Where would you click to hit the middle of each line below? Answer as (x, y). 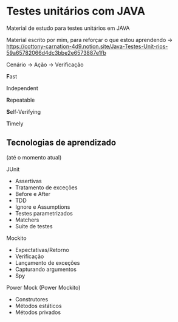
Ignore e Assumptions (43, 207)
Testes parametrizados (44, 213)
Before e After (33, 194)
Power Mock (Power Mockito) (43, 287)
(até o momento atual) (34, 157)
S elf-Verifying (24, 111)
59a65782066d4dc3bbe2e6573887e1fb (56, 52)
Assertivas (28, 181)
